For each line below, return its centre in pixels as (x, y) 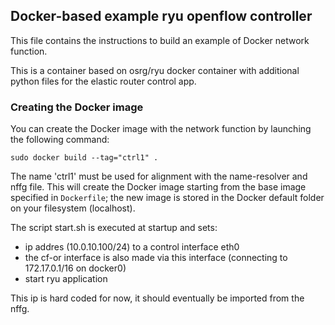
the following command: (60, 140)
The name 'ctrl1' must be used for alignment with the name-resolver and (159, 176)
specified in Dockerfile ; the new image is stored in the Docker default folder (167, 198)
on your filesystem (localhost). (73, 208)
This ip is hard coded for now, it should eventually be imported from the (157, 298)
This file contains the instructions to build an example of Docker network (160, 40)
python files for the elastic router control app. (103, 81)
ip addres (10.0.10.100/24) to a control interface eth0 (132, 247)
